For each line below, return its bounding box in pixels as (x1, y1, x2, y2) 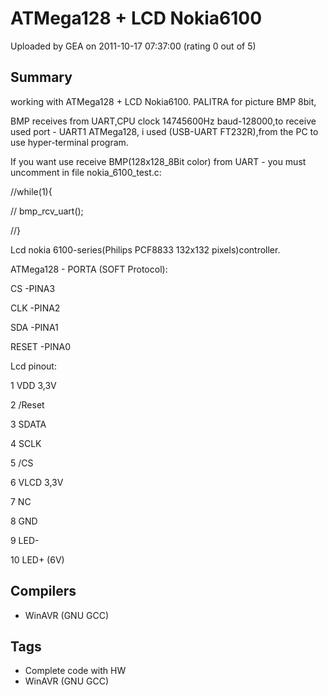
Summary (10, 69, 73, 86)
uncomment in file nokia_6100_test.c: (10, 166, 162, 178)
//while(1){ (10, 185, 53, 197)
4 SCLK (10, 437, 42, 449)
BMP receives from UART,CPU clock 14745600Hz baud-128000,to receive (10, 115, 317, 127)
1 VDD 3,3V (10, 379, 57, 391)
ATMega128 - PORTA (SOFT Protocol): (10, 263, 168, 275)
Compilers (10, 583, 77, 600)
